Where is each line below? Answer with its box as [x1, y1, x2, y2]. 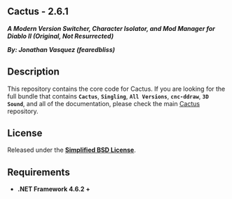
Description [7, 66, 60, 78]
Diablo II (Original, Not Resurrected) [7, 32, 114, 40]
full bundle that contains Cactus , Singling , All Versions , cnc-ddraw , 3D [7, 91, 209, 101]
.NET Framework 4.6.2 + [17, 185, 90, 193]
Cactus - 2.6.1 [7, 6, 69, 18]
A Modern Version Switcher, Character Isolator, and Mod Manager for [7, 24, 215, 32]
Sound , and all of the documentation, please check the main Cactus [7, 99, 200, 108]
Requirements [7, 166, 70, 178]
